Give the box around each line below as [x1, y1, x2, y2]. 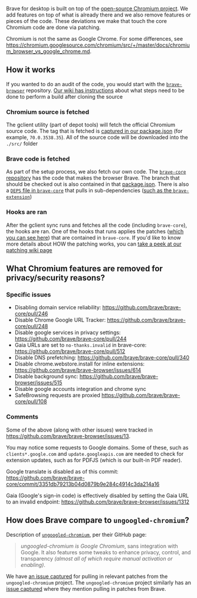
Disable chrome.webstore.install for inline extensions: [14, 360, 145, 368]
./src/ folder [6, 140, 38, 147]
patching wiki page [6, 246, 52, 253]
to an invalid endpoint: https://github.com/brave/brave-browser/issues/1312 [6, 498, 190, 505]
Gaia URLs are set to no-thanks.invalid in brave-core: [14, 342, 147, 349]
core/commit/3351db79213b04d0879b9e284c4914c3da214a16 [6, 481, 160, 488]
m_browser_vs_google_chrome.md [6, 48, 90, 55]
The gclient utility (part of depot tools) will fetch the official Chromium [6, 121, 176, 129]
